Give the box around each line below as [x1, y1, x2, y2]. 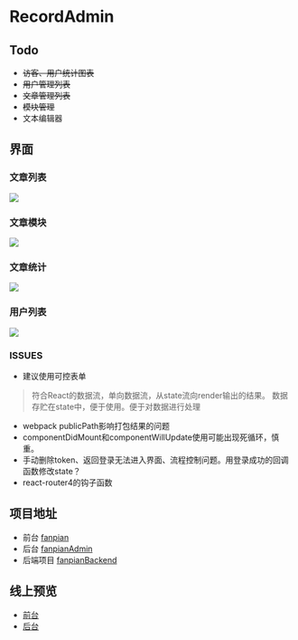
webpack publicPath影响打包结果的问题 [22, 420, 170, 431]
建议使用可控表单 [22, 370, 87, 381]
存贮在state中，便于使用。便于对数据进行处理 [31, 401, 201, 412]
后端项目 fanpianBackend [22, 554, 117, 565]
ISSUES [9, 349, 43, 361]
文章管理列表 [22, 91, 70, 100]
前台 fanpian [22, 531, 70, 542]
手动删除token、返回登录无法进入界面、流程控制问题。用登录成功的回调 [22, 454, 289, 465]
